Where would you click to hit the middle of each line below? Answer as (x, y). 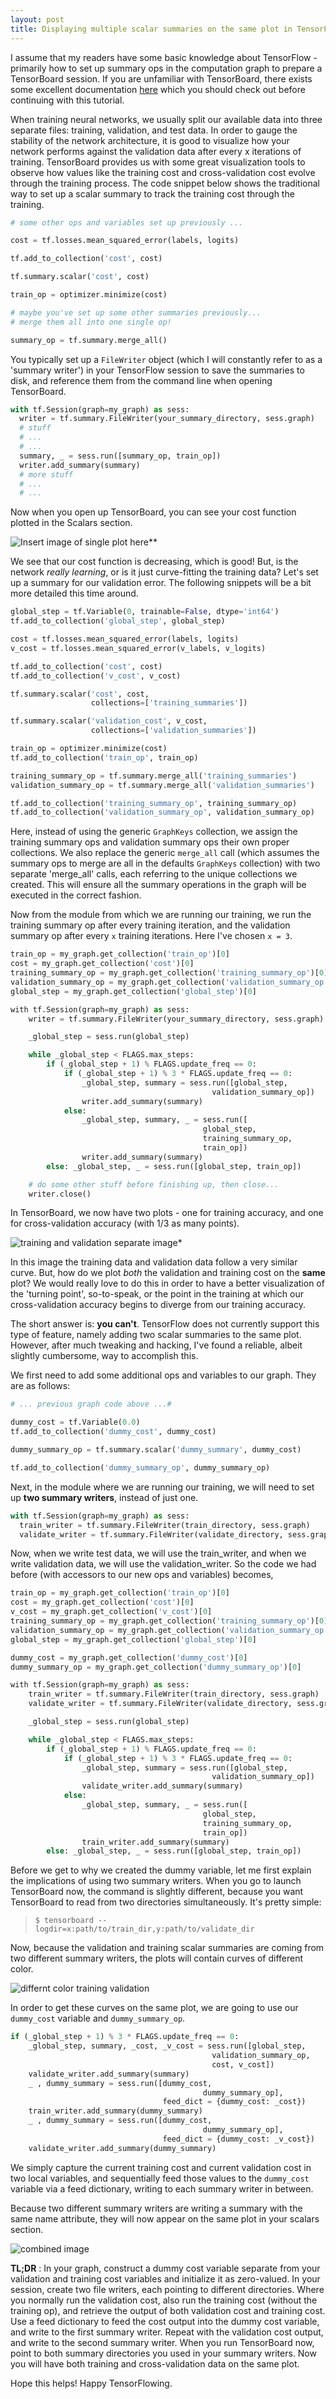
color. (22, 1969)
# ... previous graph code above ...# (91, 1404)
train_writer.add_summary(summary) (155, 1842)
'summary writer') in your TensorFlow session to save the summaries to (157, 370)
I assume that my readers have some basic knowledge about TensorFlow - (164, 57)
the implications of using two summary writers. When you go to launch (156, 1881)
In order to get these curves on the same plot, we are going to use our (154, 2008)
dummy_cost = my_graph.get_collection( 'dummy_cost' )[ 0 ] (129, 1657)
